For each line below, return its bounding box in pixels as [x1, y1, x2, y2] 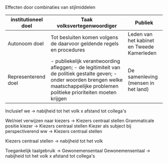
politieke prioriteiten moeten [50, 89, 116, 95]
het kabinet [127, 37, 154, 44]
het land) [127, 86, 149, 92]
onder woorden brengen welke [50, 76, 123, 83]
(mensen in [127, 79, 154, 86]
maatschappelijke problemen [50, 82, 119, 89]
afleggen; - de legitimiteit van [50, 64, 120, 70]
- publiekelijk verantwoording [50, 57, 120, 64]
